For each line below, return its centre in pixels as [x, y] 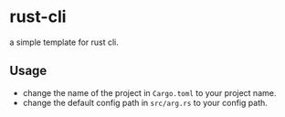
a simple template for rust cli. [64, 42]
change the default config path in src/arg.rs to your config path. [145, 102]
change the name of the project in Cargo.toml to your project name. [149, 92]
